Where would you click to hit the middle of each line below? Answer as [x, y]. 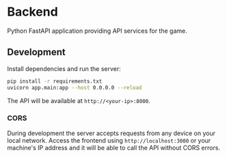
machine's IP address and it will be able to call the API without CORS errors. [114, 147]
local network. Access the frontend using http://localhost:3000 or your [109, 140]
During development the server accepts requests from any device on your [111, 133]
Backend [32, 12]
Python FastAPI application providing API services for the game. [97, 31]
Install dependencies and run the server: [64, 68]
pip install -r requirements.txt [55, 81]
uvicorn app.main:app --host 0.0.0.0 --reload [75, 87]
